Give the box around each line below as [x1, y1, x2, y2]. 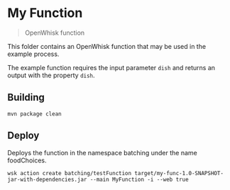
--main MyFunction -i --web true [89, 176, 190, 183]
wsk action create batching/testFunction [7, 169, 132, 177]
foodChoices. [7, 156, 48, 164]
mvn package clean [7, 110, 62, 118]
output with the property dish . [7, 71, 95, 79]
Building [7, 91, 45, 104]
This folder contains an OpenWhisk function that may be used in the [7, 42, 207, 50]
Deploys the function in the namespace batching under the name [7, 148, 197, 157]
